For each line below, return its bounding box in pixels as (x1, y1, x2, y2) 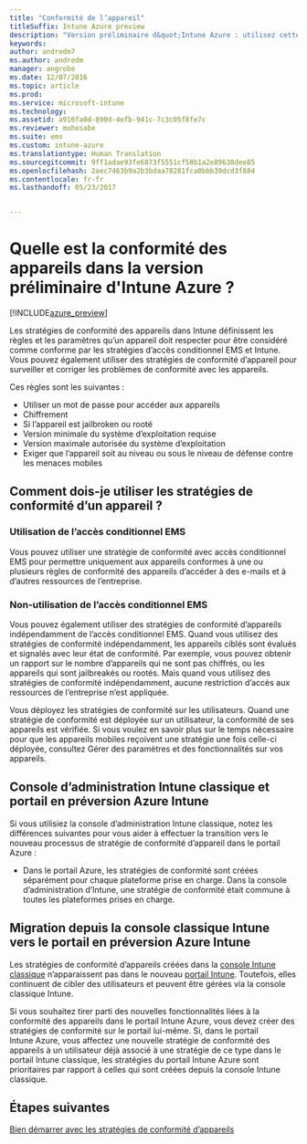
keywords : (9, 38, 48, 48)
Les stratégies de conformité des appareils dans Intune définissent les (9, 325, 274, 336)
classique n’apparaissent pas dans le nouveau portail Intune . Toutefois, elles (9, 969, 297, 980)
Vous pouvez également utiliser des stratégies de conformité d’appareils (9, 619, 281, 630)
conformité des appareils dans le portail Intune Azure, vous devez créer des (9, 1015, 295, 1026)
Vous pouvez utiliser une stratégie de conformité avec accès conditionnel (9, 546, 286, 557)
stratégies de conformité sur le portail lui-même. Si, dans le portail (9, 1024, 259, 1036)
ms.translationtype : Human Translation (9, 149, 162, 158)
